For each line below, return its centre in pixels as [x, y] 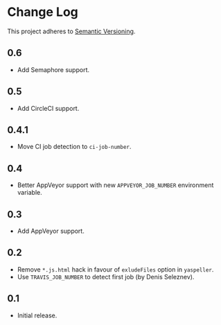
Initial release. [37, 315]
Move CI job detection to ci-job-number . [74, 147]
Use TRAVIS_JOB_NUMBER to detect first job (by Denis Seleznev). [106, 276]
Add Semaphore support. [53, 69]
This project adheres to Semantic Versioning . [71, 31]
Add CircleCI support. [48, 108]
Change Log [43, 12]
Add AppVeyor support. [51, 231]
